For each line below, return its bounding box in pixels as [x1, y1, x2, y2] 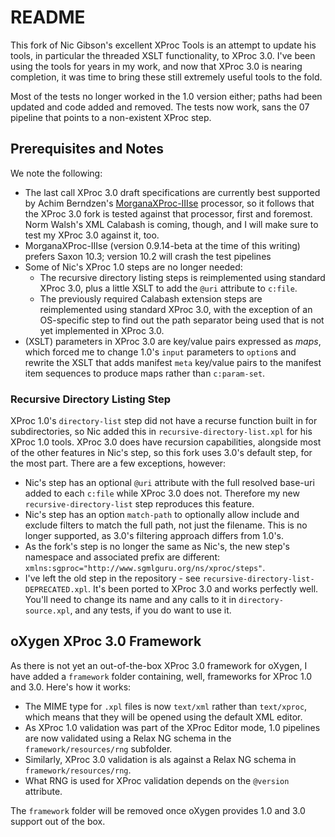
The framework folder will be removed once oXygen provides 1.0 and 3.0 [10, 804, 306, 816]
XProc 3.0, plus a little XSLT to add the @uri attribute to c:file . [39, 282, 298, 294]
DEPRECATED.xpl [24, 585, 89, 595]
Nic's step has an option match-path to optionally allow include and [24, 509, 300, 521]
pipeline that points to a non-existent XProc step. [10, 111, 212, 123]
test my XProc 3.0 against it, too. [24, 229, 160, 241]
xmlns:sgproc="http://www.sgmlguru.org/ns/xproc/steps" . [24, 562, 266, 574]
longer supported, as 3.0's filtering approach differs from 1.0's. [24, 530, 284, 542]
